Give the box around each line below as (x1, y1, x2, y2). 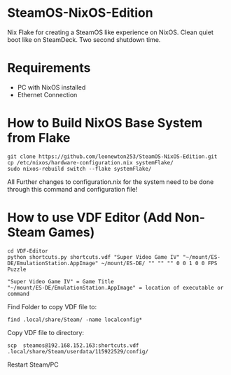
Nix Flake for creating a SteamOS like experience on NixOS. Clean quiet (7, 28, 213, 36)
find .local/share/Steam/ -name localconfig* (7, 316, 142, 323)
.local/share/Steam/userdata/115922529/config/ (7, 348, 149, 355)
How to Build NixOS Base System (7, 115, 203, 131)
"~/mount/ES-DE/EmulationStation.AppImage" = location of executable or (7, 284, 224, 291)
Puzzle (7, 266, 27, 273)
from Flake (7, 130, 71, 146)
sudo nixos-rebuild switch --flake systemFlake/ (7, 165, 152, 172)
